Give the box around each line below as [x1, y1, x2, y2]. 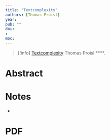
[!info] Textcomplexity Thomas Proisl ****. [17, 49, 105, 56]
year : [5, 17, 17, 22]
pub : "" [5, 21, 22, 27]
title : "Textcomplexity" [5, 7, 58, 13]
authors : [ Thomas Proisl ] [5, 12, 60, 17]
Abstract [5, 68, 43, 79]
